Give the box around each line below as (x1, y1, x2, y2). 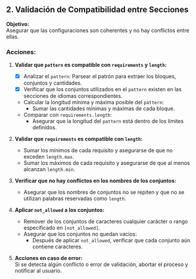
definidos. (32, 124, 57, 131)
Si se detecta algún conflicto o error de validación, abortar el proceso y (14, 261, 188, 268)
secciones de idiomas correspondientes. (23, 92, 123, 100)
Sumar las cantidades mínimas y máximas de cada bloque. (32, 105, 175, 112)
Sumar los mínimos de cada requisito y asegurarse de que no (23, 147, 173, 154)
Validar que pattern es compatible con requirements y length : (14, 62, 167, 69)
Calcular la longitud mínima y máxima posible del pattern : (23, 99, 164, 106)
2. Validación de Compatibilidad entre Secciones (6, 5, 189, 15)
